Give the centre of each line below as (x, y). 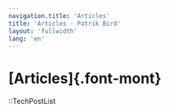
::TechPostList (32, 101)
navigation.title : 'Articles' (59, 16)
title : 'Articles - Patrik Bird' (65, 24)
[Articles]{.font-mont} (85, 79)
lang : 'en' (27, 39)
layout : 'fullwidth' (43, 31)
